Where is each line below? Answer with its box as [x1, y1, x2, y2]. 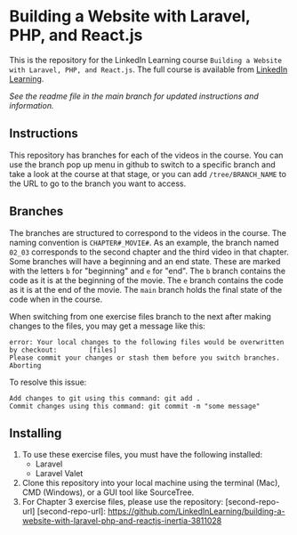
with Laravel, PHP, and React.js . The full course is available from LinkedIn [9, 64, 288, 75]
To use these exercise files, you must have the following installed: [21, 450, 263, 460]
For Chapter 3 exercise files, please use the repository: [21, 497, 224, 507]
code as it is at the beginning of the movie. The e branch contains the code [9, 274, 284, 286]
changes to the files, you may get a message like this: [9, 320, 206, 331]
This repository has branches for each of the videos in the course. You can [9, 150, 284, 160]
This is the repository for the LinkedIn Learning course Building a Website [9, 54, 283, 65]
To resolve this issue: [9, 377, 87, 387]
